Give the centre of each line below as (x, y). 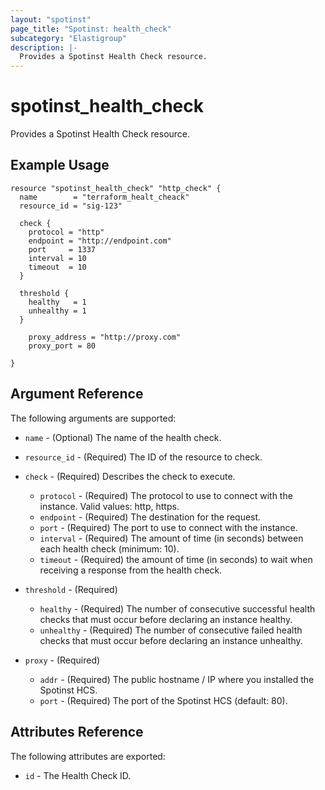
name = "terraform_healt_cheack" (104, 197)
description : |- (44, 47)
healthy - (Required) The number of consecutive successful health (177, 608)
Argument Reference (77, 394)
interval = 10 (57, 258)
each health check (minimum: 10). (109, 548)
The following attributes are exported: (88, 756)
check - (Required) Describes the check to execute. (130, 476)
